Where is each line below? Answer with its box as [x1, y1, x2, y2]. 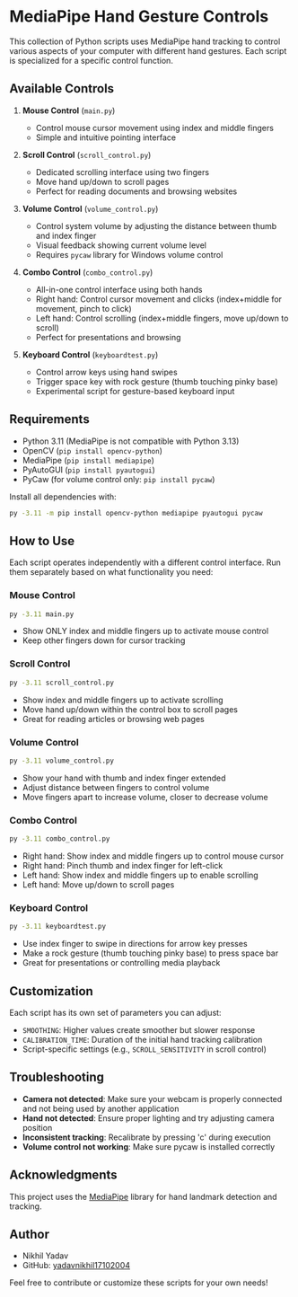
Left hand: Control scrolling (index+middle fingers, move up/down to [35, 313, 289, 323]
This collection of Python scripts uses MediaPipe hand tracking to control [9, 36, 281, 47]
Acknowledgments [9, 1168, 118, 1183]
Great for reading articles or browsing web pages [22, 713, 205, 724]
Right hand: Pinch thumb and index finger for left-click [22, 860, 223, 870]
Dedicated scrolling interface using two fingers [35, 166, 209, 177]
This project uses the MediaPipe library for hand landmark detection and [9, 1191, 277, 1202]
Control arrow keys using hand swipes [35, 366, 178, 377]
